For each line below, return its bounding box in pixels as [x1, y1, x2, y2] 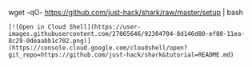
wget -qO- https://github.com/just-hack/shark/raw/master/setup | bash [8, 8, 244, 17]
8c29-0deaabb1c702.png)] [8, 37, 91, 45]
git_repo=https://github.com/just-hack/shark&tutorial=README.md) [8, 51, 234, 59]
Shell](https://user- [69, 23, 142, 31]
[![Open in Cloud [8, 23, 66, 31]
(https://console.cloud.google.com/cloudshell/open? [8, 44, 188, 52]
